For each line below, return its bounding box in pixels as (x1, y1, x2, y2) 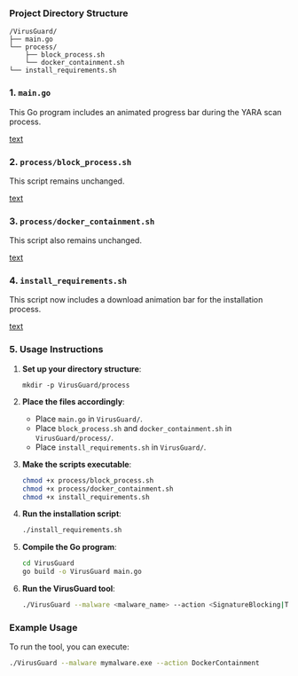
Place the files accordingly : (21, 396, 126, 406)
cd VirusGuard (21, 559, 74, 568)
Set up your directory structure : (21, 363, 142, 374)
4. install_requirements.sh (9, 274, 127, 287)
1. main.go (9, 87, 51, 99)
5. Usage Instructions (9, 343, 104, 356)
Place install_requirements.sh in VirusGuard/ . (35, 442, 207, 452)
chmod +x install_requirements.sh (21, 492, 150, 501)
